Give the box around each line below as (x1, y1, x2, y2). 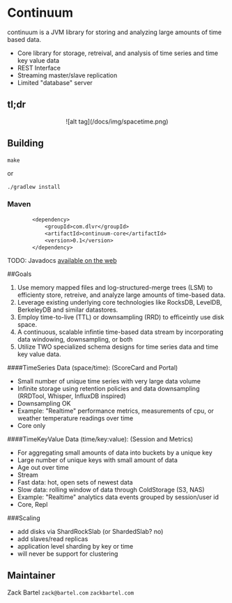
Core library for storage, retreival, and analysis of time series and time (17, 49, 218, 57)
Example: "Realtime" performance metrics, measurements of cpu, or (17, 406, 215, 415)
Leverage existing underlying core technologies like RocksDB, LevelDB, (17, 298, 222, 306)
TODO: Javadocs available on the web (7, 256, 117, 264)
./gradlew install (7, 183, 61, 190)
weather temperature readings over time (17, 413, 134, 422)
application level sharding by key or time (17, 542, 134, 550)
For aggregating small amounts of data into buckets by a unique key (17, 448, 212, 457)
